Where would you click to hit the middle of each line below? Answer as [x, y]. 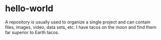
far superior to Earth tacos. [32, 32]
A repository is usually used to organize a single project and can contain [78, 22]
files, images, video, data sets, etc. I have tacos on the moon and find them [81, 27]
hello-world [29, 9]
